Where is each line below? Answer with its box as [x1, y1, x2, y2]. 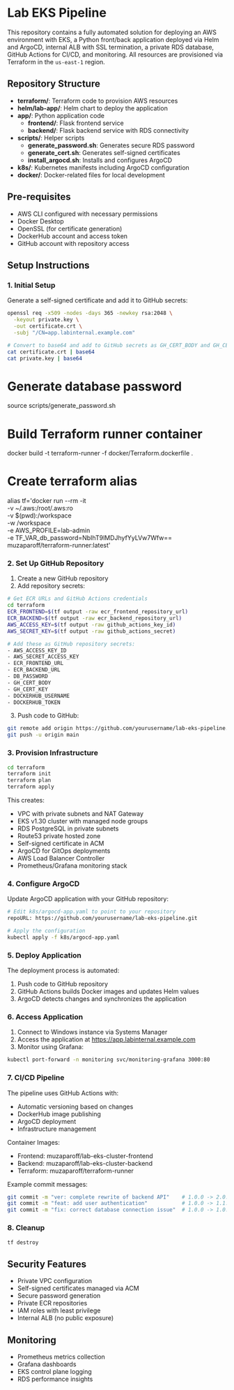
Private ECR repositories [17, 1299, 88, 1308]
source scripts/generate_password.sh [7, 402, 116, 410]
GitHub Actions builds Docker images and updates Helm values [17, 987, 200, 996]
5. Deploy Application [7, 950, 82, 960]
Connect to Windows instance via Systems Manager [17, 1028, 168, 1037]
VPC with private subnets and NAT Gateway [17, 810, 144, 818]
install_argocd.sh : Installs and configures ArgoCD [27, 156, 173, 164]
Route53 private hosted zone [17, 832, 101, 840]
